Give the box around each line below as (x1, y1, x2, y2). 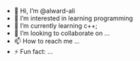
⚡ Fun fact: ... (13, 48, 53, 55)
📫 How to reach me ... (13, 37, 80, 45)
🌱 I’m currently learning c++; (13, 22, 98, 29)
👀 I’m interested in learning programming (13, 14, 133, 22)
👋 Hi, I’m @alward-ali (13, 7, 76, 15)
